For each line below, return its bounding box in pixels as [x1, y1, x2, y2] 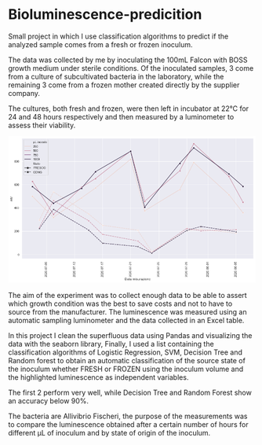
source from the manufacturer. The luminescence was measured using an [8, 307, 247, 317]
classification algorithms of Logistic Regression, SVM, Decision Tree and [8, 348, 243, 357]
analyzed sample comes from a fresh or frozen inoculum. [8, 39, 194, 49]
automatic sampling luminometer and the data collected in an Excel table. [8, 316, 245, 325]
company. [8, 88, 41, 97]
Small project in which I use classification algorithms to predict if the [8, 31, 229, 41]
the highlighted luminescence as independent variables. [8, 373, 189, 382]
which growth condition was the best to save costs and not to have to [8, 299, 233, 308]
